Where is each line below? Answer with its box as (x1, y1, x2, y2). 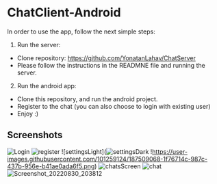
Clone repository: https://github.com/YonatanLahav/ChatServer (16, 53, 196, 62)
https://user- (151, 147, 188, 155)
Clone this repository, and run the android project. (16, 94, 158, 103)
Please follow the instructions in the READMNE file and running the (16, 61, 205, 69)
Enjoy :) (16, 109, 39, 118)
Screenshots (7, 129, 63, 141)
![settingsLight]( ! (61, 147, 153, 155)
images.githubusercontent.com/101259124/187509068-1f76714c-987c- (7, 155, 207, 163)
